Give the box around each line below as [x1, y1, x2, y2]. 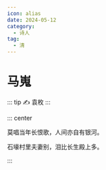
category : [7, 23, 36, 30]
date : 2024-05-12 [7, 17, 57, 23]
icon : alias [7, 10, 41, 17]
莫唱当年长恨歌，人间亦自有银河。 [7, 128, 103, 136]
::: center [7, 114, 33, 122]
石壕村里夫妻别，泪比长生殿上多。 [7, 142, 103, 151]
